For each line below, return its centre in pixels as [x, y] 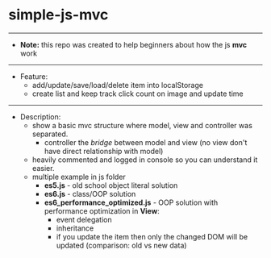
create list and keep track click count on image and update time [138, 94]
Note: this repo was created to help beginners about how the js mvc [133, 44]
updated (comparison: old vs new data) [121, 245]
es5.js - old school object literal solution [111, 185]
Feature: [34, 76]
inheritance [75, 228]
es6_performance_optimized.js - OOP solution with [131, 202]
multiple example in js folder [79, 177]
